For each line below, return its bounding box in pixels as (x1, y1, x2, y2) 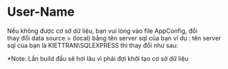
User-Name (7, 4, 75, 20)
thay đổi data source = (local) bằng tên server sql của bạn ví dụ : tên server (7, 33, 222, 42)
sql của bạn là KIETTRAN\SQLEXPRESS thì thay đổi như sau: (7, 41, 178, 49)
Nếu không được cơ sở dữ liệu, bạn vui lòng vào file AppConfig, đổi (7, 27, 198, 35)
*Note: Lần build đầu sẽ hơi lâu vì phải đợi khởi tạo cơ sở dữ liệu (7, 54, 189, 62)
